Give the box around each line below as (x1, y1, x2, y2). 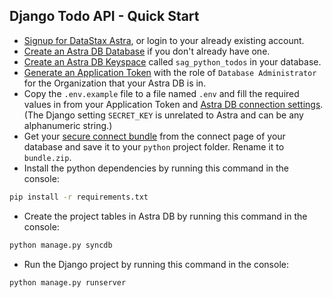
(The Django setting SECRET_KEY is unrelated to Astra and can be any (23, 109, 304, 121)
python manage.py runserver (9, 277, 127, 288)
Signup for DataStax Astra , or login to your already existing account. (23, 34, 305, 46)
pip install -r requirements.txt (9, 192, 149, 202)
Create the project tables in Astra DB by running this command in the (23, 210, 308, 222)
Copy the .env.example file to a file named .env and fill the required (23, 87, 300, 99)
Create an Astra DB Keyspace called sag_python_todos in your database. (23, 55, 322, 68)
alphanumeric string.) (23, 119, 113, 131)
